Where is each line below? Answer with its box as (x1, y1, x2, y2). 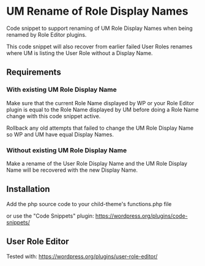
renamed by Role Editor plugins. (6, 31, 87, 38)
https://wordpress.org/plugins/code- (95, 212, 188, 220)
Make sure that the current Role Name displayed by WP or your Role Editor (6, 99, 195, 106)
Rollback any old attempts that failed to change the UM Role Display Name (6, 124, 194, 131)
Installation (6, 184, 50, 194)
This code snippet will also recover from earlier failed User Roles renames (6, 43, 193, 50)
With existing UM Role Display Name (6, 86, 117, 94)
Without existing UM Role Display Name (6, 146, 127, 154)
